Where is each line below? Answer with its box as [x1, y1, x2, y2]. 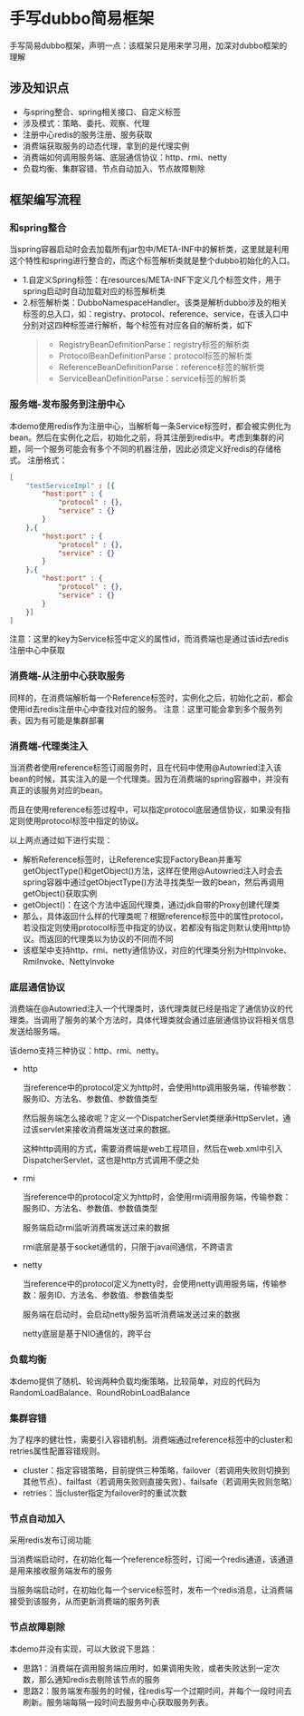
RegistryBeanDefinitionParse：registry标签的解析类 [58, 339, 251, 350]
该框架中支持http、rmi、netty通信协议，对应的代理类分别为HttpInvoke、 [22, 945, 292, 956]
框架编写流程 [9, 192, 81, 208]
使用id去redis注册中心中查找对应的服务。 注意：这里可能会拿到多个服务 [9, 703, 275, 714]
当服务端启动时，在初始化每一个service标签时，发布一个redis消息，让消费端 [9, 1584, 294, 1595]
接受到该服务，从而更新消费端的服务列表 [9, 1596, 160, 1607]
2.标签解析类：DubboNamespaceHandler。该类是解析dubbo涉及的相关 [22, 297, 288, 309]
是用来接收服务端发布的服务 [9, 1565, 113, 1576]
